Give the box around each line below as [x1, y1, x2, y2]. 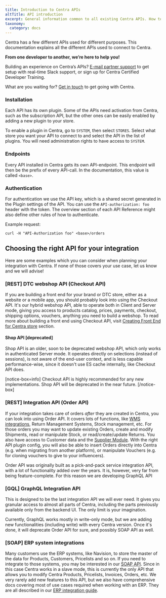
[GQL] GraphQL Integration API [5, 485, 81, 492]
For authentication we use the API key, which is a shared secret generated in [5, 196, 161, 202]
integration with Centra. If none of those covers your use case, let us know [5, 263, 157, 269]
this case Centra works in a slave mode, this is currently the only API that [5, 566, 154, 572]
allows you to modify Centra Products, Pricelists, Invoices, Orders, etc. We [5, 572, 157, 578]
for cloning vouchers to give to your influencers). [5, 452, 105, 458]
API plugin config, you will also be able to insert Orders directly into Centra [5, 442, 157, 448]
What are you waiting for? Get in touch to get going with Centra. [5, 84, 135, 90]
